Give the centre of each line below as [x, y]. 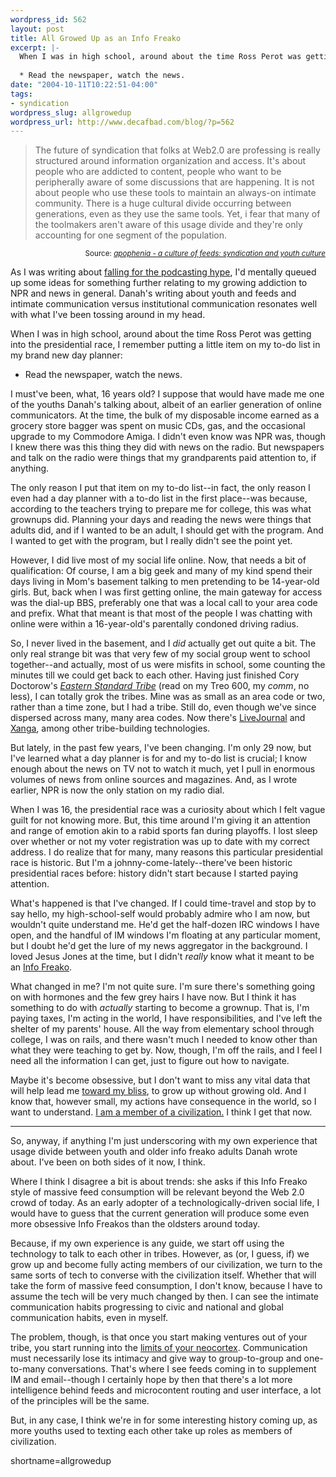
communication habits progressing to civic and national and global [147, 1307]
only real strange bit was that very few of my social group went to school [160, 654]
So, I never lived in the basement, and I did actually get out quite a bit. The [163, 643]
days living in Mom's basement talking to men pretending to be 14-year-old [165, 582]
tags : [21, 94]
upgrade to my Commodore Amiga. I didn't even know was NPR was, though [168, 437]
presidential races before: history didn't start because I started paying [154, 873]
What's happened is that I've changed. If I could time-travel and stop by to [163, 903]
